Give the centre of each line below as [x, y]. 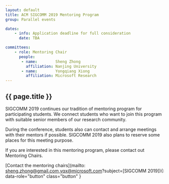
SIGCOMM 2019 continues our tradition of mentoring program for [74, 109]
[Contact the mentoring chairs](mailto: [45, 165]
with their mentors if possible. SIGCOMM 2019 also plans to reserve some [83, 135]
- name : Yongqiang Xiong [55, 71]
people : [27, 57]
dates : [12, 29]
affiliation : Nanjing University [61, 66]
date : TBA [29, 38]
